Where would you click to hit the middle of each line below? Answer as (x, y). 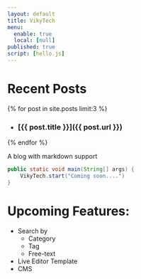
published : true (31, 47)
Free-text (42, 253)
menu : (15, 27)
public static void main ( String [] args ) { (71, 169)
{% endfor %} (28, 142)
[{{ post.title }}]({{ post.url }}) (70, 127)
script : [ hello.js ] (36, 54)
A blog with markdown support (52, 157)
